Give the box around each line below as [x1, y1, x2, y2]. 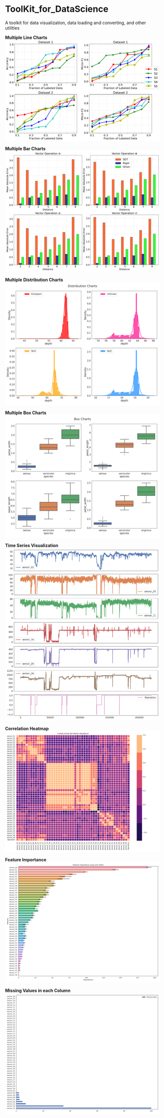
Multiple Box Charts [5, 410, 47, 416]
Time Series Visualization [5, 543, 59, 549]
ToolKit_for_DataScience [5, 3, 109, 15]
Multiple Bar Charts [5, 146, 46, 152]
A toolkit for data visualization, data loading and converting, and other [5, 20, 146, 26]
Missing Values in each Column [5, 987, 71, 993]
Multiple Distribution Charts [5, 277, 63, 283]
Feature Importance [5, 856, 47, 862]
